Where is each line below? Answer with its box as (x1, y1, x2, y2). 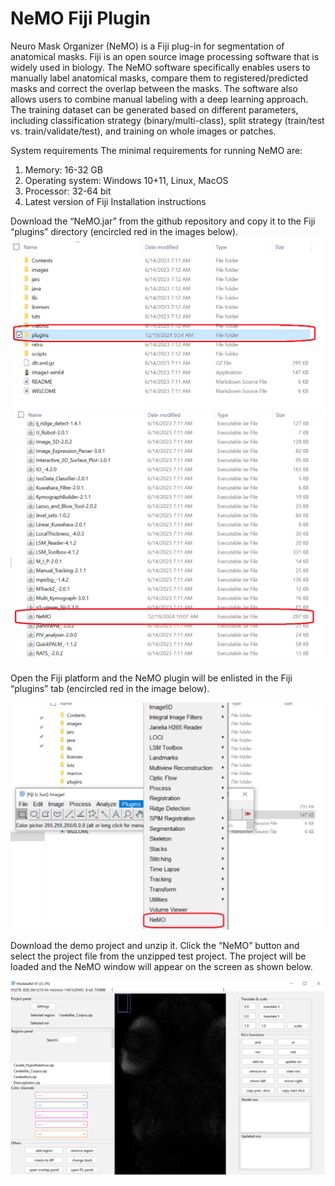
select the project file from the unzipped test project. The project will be (10, 950, 307, 962)
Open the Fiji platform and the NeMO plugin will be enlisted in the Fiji (10, 672, 293, 684)
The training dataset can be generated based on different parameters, (10, 103, 299, 116)
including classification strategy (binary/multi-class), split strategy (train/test (10, 114, 325, 126)
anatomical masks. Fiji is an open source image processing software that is (10, 50, 320, 62)
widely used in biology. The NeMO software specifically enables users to (10, 61, 311, 73)
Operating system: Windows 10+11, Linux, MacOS (24, 174, 229, 186)
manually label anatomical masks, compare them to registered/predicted (10, 72, 309, 84)
